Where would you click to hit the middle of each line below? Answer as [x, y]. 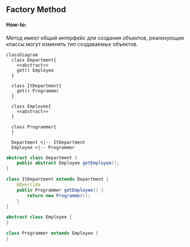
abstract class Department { [42, 158]
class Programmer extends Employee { [52, 233]
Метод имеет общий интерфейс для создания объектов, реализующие [95, 38]
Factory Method [36, 10]
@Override [29, 185]
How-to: [16, 24]
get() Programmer [38, 91]
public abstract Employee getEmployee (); [68, 163]
